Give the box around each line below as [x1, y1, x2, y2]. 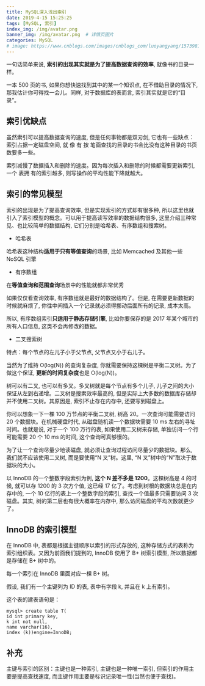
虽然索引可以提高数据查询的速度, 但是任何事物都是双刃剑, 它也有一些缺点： [6, 133, 194, 140]
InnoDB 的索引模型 [6, 524, 77, 535]
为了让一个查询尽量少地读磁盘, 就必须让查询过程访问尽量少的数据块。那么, [6, 446, 193, 453]
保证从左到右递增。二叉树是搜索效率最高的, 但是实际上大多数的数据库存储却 [6, 389, 196, 397]
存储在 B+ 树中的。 [11, 557, 60, 564]
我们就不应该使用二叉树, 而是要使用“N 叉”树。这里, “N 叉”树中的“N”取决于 [6, 453, 192, 461]
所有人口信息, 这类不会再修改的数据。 [6, 322, 101, 330]
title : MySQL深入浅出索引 [6, 9, 67, 15]
